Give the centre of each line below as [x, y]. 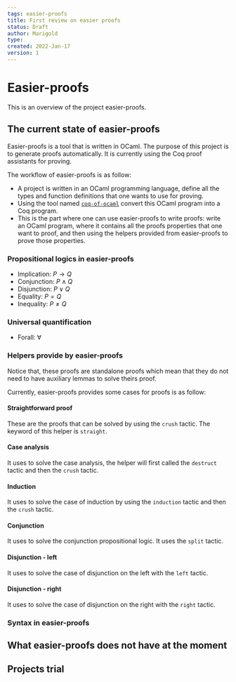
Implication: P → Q [45, 274]
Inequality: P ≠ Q [42, 303]
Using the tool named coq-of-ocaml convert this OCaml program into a [119, 203]
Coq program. [38, 211]
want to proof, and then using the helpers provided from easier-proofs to [123, 233]
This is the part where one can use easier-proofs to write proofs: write [119, 218]
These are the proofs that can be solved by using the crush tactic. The [109, 424]
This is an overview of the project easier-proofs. [77, 107]
